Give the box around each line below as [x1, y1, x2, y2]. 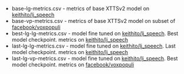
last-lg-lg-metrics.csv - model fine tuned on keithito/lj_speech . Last [11, 42, 176, 49]
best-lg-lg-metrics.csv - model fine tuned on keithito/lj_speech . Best [11, 30, 179, 37]
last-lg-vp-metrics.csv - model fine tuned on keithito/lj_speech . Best [11, 55, 178, 62]
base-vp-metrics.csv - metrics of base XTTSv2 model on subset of [11, 18, 176, 24]
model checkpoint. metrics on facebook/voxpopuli [11, 61, 134, 68]
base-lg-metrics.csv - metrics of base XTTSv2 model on [11, 5, 150, 12]
